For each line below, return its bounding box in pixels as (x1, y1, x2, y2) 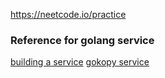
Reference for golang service (10, 33, 155, 47)
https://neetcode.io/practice (10, 9, 127, 20)
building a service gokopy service (10, 56, 150, 68)
